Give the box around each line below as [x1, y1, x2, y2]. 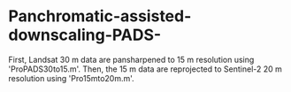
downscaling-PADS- [8, 25, 162, 45]
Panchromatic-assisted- [8, 6, 192, 27]
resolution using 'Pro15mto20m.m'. [8, 73, 134, 83]
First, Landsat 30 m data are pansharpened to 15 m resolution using [8, 54, 255, 65]
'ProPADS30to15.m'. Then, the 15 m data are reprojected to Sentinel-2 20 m [8, 64, 282, 74]
